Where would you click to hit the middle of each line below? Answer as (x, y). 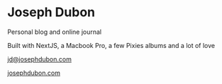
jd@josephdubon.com (40, 59)
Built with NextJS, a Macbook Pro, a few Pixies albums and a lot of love (111, 45)
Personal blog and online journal (54, 32)
